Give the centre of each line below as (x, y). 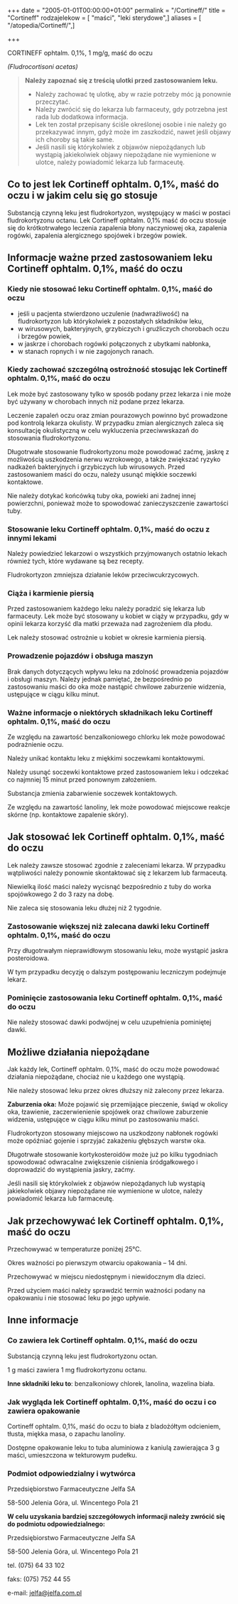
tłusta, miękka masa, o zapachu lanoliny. (66, 1434)
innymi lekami (32, 538)
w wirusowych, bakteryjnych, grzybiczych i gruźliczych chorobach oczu (123, 328)
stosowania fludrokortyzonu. (49, 438)
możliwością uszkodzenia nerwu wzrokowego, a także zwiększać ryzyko (114, 459)
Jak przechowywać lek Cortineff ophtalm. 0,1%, (115, 1221)
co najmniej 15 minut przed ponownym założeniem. (82, 779)
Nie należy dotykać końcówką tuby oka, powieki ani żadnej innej (102, 495)
